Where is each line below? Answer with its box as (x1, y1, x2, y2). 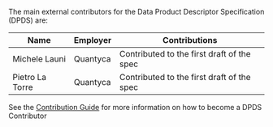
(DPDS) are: (8, 15, 49, 25)
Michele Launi (12, 53, 67, 64)
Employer (73, 35, 112, 45)
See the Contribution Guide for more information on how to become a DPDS (8, 103, 262, 112)
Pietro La (12, 72, 47, 83)
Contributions (162, 35, 218, 45)
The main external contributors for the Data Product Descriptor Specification (8, 7, 265, 16)
